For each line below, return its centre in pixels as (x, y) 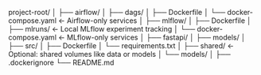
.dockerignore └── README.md (61, 62)
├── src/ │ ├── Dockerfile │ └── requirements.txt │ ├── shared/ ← (121, 46)
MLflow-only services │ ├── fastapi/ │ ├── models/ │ (156, 37)
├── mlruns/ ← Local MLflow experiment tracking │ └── (102, 29)
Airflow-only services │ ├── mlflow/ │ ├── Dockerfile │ (159, 21)
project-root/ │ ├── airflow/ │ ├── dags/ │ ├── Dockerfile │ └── (117, 12)
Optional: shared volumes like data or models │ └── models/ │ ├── (119, 54)
